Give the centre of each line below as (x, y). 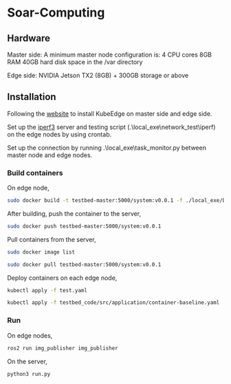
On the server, (27, 361)
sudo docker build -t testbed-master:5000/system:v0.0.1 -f (95, 201)
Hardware (29, 38)
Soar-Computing (56, 13)
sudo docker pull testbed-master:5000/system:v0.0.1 (84, 264)
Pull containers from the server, (52, 239)
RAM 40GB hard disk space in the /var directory (75, 62)
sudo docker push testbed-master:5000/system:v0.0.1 (84, 226)
